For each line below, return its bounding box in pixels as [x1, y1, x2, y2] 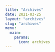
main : [9, 30, 21, 35]
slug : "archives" [5, 21, 41, 26]
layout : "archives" [5, 16, 46, 21]
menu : [5, 26, 16, 31]
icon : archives [18, 40, 50, 45]
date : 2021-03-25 [5, 12, 41, 17]
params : [14, 35, 30, 40]
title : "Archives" [5, 7, 43, 12]
